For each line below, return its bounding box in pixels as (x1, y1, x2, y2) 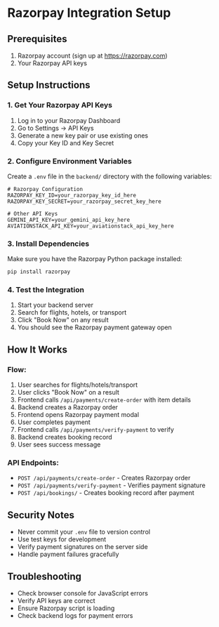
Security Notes (7, 509, 75, 521)
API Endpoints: (7, 458, 60, 468)
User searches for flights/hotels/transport (17, 381, 138, 389)
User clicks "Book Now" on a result (17, 388, 119, 397)
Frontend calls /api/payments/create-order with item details (17, 395, 192, 404)
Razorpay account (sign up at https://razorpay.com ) (17, 51, 168, 60)
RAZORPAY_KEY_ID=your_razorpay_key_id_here (7, 192, 137, 199)
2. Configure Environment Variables (7, 156, 132, 166)
